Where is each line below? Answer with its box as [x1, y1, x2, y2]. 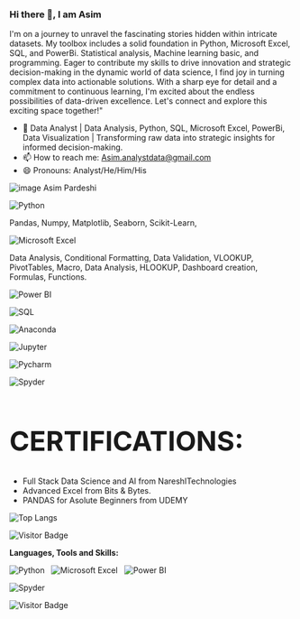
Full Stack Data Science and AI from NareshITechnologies [22, 476, 237, 486]
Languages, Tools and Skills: [9, 547, 119, 558]
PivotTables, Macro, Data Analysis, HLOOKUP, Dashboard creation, [9, 262, 259, 273]
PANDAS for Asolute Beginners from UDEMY [22, 494, 188, 505]
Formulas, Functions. [9, 272, 87, 282]
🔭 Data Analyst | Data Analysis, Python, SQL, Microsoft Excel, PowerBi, [22, 123, 286, 134]
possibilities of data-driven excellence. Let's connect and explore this [9, 96, 268, 106]
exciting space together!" [9, 106, 104, 116]
